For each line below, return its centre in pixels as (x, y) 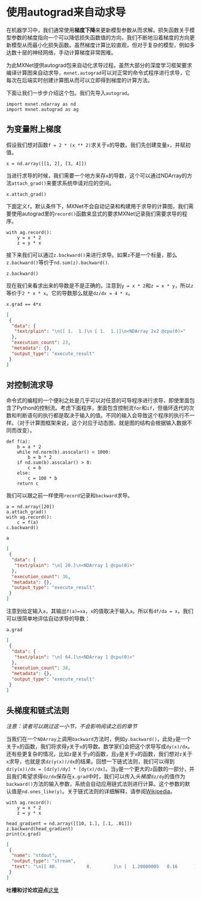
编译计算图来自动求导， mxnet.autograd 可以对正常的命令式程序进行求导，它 (98, 72)
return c (28, 484)
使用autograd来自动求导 (66, 12)
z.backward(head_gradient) (40, 829)
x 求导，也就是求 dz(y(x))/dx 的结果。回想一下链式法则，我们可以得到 (90, 761)
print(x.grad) (24, 834)
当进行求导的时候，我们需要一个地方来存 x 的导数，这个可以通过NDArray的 (97, 175)
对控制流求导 (30, 385)
